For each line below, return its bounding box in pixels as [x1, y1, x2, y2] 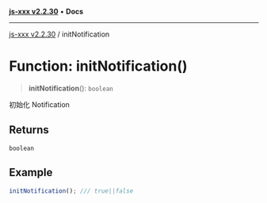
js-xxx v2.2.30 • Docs [9, 7, 84, 16]
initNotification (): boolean [28, 83, 113, 93]
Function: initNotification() [9, 57, 189, 75]
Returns [9, 123, 50, 137]
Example [9, 166, 53, 179]
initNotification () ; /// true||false [9, 186, 134, 195]
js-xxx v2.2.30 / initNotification [9, 29, 110, 39]
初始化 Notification [9, 99, 71, 109]
